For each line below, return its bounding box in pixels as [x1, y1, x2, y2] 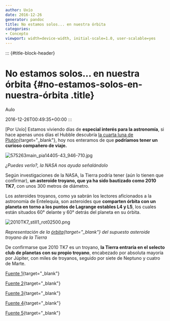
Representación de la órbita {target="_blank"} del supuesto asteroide [5, 229, 150, 235]
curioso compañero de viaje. [5, 142, 67, 149]
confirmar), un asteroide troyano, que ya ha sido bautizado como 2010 [5, 177, 156, 184]
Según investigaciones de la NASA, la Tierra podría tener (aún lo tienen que [5, 172, 164, 178]
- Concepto [5, 31, 29, 36]
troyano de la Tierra [5, 234, 47, 240]
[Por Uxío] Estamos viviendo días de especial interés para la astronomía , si [5, 126, 164, 132]
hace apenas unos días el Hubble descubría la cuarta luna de [5, 131, 133, 138]
